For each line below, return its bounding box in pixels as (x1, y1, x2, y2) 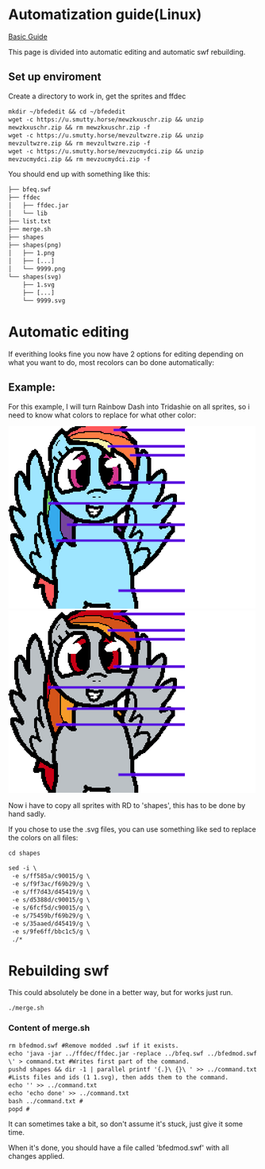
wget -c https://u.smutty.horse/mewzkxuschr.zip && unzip (8, 115, 204, 124)
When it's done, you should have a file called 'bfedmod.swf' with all (8, 1143, 229, 1152)
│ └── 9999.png (8, 264, 66, 273)
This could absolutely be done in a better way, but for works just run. (8, 988, 233, 998)
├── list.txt (8, 217, 52, 225)
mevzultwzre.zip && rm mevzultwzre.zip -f (8, 139, 151, 148)
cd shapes (8, 849, 41, 857)
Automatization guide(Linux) (8, 6, 202, 24)
